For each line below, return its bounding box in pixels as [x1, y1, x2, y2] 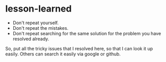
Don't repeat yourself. [12, 20, 59, 26]
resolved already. [12, 36, 50, 42]
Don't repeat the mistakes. [12, 25, 69, 31]
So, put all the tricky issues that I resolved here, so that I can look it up [5, 45, 153, 51]
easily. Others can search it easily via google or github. [5, 51, 121, 57]
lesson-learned [5, 3, 72, 15]
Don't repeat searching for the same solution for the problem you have [12, 30, 161, 36]
